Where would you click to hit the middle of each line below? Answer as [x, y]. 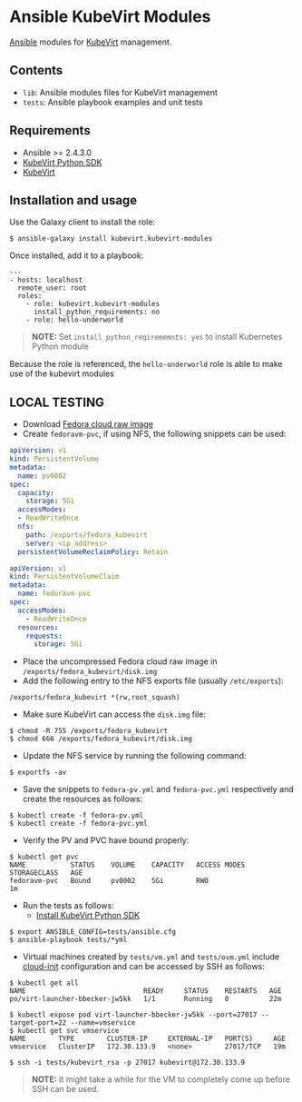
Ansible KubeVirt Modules [110, 17]
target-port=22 [38, 1023]
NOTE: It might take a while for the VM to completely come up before [161, 1079]
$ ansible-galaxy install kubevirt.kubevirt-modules [111, 239]
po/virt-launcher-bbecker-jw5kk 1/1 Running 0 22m [146, 999]
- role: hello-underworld [75, 320]
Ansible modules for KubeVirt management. [91, 42]
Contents [36, 70]
